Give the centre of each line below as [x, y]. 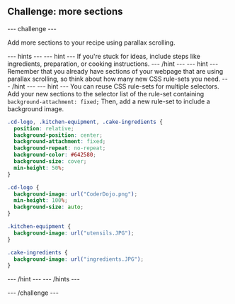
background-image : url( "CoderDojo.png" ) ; [76, 194]
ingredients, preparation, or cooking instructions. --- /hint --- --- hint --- [113, 64]
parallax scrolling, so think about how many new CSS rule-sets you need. [114, 79]
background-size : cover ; [50, 162]
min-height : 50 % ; [39, 168]
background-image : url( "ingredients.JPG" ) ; [79, 259]
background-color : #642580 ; [55, 155]
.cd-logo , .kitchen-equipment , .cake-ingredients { [85, 122]
